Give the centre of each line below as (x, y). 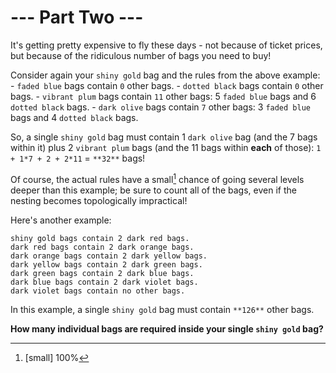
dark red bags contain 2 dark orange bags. (102, 247)
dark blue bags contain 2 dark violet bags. (104, 282)
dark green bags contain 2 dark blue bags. (102, 273)
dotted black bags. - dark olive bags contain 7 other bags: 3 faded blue (160, 107)
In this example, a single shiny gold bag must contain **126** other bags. (162, 309)
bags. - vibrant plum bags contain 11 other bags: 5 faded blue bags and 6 (163, 96)
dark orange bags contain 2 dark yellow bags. (109, 256)
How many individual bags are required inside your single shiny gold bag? (167, 328)
